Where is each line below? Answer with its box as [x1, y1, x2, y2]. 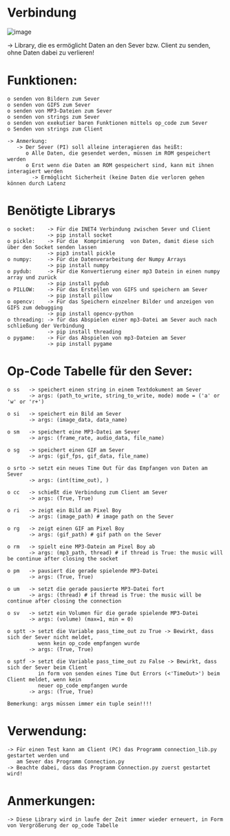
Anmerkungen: [7, 793, 96, 808]
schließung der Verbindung [7, 322, 85, 329]
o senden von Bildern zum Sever [7, 95, 100, 102]
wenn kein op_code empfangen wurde [37, 640, 140, 647]
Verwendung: [7, 723, 87, 739]
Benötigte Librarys [7, 203, 116, 219]
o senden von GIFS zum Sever [7, 101, 91, 108]
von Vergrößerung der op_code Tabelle [7, 822, 118, 829]
